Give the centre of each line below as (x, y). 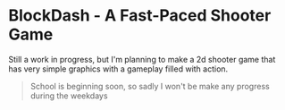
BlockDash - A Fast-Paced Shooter (140, 16)
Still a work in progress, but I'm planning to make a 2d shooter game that (142, 59)
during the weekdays (69, 96)
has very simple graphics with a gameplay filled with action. (118, 69)
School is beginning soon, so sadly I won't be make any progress (150, 86)
